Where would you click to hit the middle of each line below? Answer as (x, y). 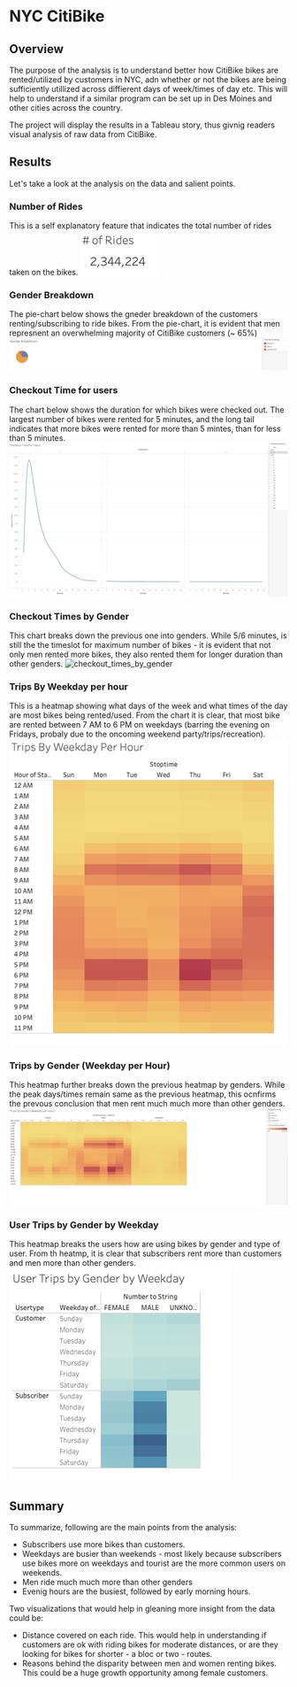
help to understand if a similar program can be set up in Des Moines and (141, 98)
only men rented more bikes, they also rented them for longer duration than (146, 655)
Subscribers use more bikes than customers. (103, 1544)
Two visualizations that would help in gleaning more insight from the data (142, 1609)
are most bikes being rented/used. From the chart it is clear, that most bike (145, 715)
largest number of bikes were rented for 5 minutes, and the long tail (132, 419)
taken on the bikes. (44, 273)
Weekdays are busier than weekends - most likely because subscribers (152, 1554)
